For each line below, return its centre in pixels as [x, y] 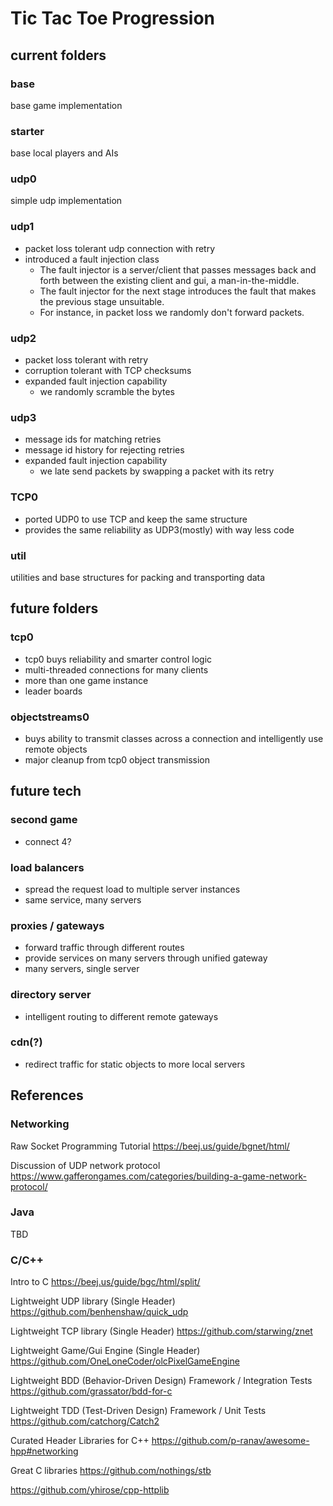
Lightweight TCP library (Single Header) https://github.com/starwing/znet [161, 1331]
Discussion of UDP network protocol [85, 1165]
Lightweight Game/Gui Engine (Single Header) [105, 1351]
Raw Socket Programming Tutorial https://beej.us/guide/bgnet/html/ [150, 1146]
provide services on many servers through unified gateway [146, 958]
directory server [51, 995]
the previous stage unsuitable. [102, 301]
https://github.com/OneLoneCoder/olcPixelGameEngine [125, 1361]
